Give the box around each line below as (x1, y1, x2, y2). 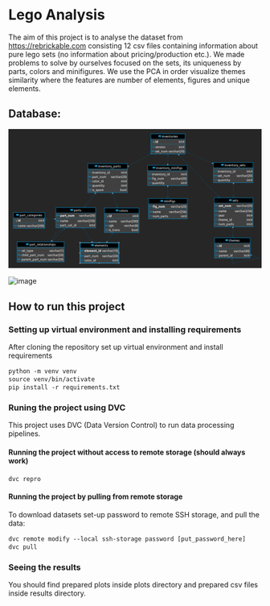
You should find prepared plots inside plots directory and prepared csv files (8, 580, 259, 590)
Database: (8, 107, 62, 121)
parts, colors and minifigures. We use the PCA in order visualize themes (8, 66, 247, 76)
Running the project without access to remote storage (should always (8, 447, 246, 457)
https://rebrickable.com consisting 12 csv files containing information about (8, 40, 259, 50)
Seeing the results (8, 562, 81, 573)
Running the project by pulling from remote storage (8, 492, 183, 501)
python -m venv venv (8, 367, 78, 376)
